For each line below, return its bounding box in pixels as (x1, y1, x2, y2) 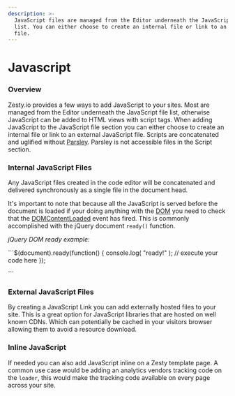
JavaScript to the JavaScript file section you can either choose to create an (8, 123, 225, 131)
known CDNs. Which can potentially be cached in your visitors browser (8, 318, 213, 326)
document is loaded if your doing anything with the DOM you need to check (8, 207, 226, 215)
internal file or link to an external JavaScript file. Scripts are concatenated (8, 130, 219, 138)
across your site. (8, 381, 56, 389)
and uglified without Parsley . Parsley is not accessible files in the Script (8, 138, 213, 146)
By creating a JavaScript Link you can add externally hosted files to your (8, 303, 217, 311)
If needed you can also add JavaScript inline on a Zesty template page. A (8, 358, 218, 367)
